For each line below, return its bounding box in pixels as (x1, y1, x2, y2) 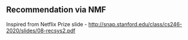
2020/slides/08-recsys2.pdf (6, 27, 76, 34)
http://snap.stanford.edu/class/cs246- (88, 20, 183, 27)
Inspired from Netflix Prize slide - (6, 20, 87, 27)
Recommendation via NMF (6, 5, 106, 15)
